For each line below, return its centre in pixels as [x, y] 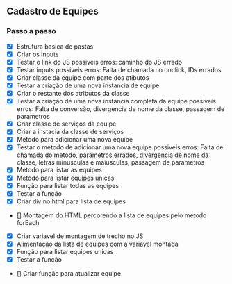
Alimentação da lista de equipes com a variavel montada [97, 244]
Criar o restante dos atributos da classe [73, 94]
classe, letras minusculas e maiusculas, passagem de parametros [110, 162]
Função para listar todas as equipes [68, 185]
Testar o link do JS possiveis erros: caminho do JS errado [99, 62]
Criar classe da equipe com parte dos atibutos [83, 77]
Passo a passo [31, 31]
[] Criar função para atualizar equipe [69, 273]
